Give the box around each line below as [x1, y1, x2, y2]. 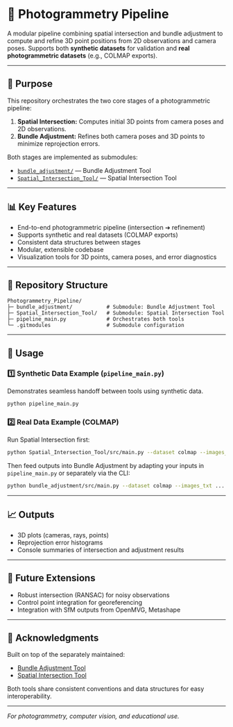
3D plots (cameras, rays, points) [17, 530, 110, 539]
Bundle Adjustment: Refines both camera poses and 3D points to [17, 132, 205, 140]
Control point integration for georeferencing [17, 598, 143, 606]
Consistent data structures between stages [17, 237, 141, 246]
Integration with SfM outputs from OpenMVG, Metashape [17, 605, 181, 614]
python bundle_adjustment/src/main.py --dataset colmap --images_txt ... [7, 483, 225, 490]
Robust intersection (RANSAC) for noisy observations [17, 590, 170, 599]
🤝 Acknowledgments [7, 632, 99, 644]
